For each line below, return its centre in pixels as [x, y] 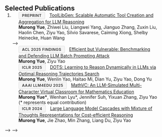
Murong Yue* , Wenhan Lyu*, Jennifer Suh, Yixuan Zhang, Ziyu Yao [88, 97]
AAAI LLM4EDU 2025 [43, 85]
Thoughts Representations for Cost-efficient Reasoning [76, 115]
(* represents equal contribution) [52, 102]
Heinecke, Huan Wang [42, 38]
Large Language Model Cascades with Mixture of [101, 108]
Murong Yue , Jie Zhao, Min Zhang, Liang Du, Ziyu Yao [75, 120]
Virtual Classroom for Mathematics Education [87, 92]
